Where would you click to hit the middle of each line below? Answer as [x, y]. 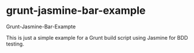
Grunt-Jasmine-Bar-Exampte [41, 26]
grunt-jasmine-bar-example [76, 11]
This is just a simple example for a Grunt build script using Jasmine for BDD [97, 37]
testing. [15, 44]
